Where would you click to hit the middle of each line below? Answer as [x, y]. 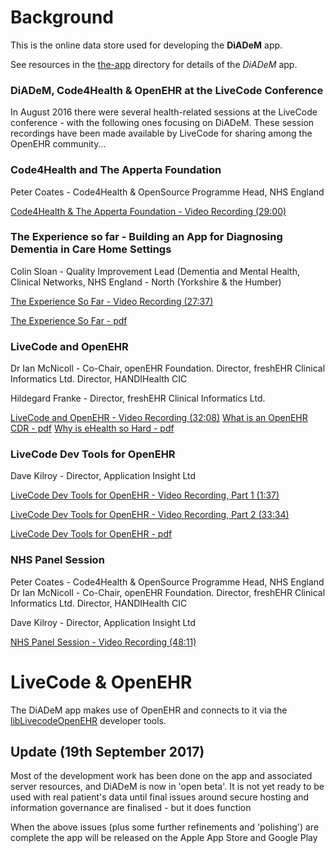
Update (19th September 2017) [107, 752]
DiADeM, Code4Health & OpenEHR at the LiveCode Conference [167, 90]
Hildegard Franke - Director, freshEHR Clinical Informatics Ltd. [138, 398]
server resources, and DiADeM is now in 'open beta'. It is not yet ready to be [167, 787]
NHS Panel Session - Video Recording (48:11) [103, 642]
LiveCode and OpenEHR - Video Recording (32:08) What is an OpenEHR [159, 418]
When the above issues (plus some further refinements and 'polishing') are [165, 827]
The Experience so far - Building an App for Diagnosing [146, 237]
